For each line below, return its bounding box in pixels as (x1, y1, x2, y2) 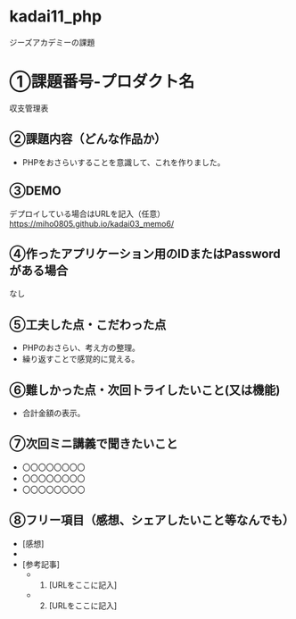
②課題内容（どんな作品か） (9, 131, 167, 146)
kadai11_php (9, 6, 103, 27)
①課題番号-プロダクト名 (9, 71, 195, 92)
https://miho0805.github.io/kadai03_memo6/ (9, 218, 175, 229)
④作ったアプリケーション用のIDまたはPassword (9, 246, 281, 261)
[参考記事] (21, 558, 61, 569)
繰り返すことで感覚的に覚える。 (21, 354, 140, 364)
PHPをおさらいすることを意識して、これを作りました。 (21, 156, 226, 167)
